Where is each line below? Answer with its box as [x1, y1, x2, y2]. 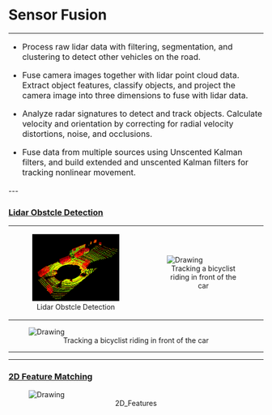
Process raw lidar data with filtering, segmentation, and [22, 41, 233, 52]
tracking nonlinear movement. [22, 166, 136, 178]
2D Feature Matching [8, 371, 93, 383]
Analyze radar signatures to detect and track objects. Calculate [22, 108, 263, 119]
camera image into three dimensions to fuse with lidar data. [22, 89, 249, 101]
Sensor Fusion [8, 6, 108, 24]
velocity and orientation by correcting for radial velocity [22, 118, 234, 129]
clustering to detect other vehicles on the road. [22, 51, 201, 62]
